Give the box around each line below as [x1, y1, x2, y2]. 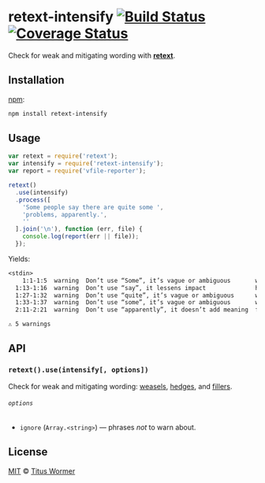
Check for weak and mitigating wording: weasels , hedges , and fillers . [8, 381, 233, 391]
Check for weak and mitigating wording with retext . [8, 50, 176, 60]
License [8, 445, 48, 459]
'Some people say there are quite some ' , [22, 203, 164, 211]
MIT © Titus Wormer [8, 466, 76, 476]
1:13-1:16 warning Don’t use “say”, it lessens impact [15, 284, 207, 292]
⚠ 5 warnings [8, 320, 51, 329]
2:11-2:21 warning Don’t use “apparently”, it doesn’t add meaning [15, 306, 248, 314]
